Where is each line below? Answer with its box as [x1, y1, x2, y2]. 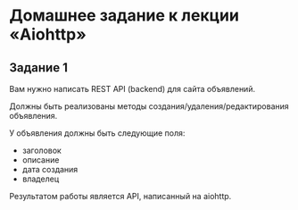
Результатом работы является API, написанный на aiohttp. [9, 191, 232, 201]
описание [21, 155, 60, 165]
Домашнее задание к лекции [9, 5, 239, 26]
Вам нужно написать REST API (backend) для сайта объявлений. [9, 84, 256, 94]
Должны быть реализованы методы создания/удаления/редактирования [9, 101, 290, 112]
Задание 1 [9, 60, 69, 75]
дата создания [21, 164, 79, 174]
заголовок [21, 145, 62, 155]
